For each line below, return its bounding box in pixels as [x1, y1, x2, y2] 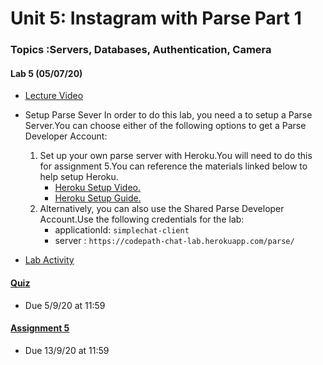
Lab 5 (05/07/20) [10, 67, 83, 79]
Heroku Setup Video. [54, 182, 142, 194]
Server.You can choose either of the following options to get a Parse [24, 120, 307, 132]
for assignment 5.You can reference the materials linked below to [39, 160, 308, 172]
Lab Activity [24, 254, 75, 266]
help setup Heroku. [39, 171, 119, 183]
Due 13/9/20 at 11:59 [24, 344, 110, 356]
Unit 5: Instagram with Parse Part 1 [10, 7, 302, 30]
